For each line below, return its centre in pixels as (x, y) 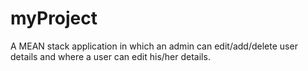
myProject (54, 18)
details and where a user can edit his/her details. (110, 56)
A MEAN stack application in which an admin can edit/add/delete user (154, 46)
